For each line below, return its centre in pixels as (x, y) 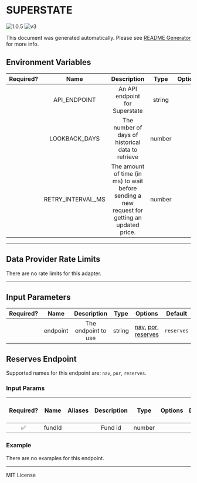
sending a (128, 196)
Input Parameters (38, 297)
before (128, 188)
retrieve (128, 157)
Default (177, 314)
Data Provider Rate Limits (53, 259)
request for (128, 210)
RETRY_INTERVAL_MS (74, 199)
